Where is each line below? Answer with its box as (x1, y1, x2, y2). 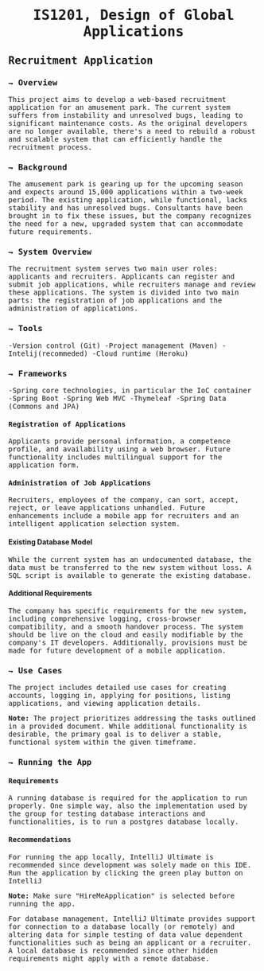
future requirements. (8, 228, 93, 236)
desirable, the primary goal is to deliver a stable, (8, 730, 223, 739)
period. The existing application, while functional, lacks (8, 196, 248, 205)
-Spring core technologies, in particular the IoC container (8, 386, 252, 396)
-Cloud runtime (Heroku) (91, 349, 189, 358)
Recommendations (8, 835, 72, 844)
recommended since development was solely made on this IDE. (8, 860, 252, 869)
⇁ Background (8, 162, 68, 173)
